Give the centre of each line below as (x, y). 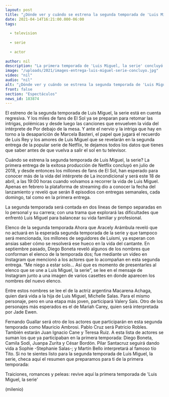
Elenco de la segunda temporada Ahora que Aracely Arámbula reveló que (81, 228)
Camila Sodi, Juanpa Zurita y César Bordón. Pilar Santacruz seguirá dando (82, 343)
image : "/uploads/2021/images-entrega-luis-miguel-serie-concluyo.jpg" (82, 71)
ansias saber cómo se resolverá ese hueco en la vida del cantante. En (77, 244)
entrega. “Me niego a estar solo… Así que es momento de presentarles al (81, 265)
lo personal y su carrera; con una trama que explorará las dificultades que (82, 213)
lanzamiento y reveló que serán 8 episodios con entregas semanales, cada (82, 192)
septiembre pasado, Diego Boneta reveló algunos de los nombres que (77, 249)
